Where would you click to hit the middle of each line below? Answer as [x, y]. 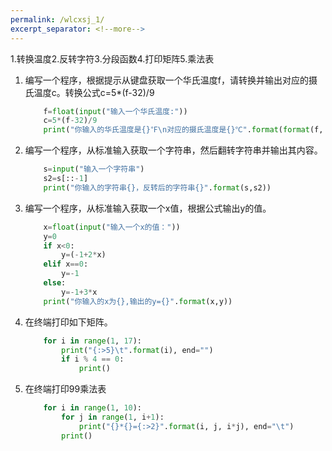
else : [55, 283]
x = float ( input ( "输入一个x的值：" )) [112, 227]
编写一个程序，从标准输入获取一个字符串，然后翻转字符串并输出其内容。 [173, 150]
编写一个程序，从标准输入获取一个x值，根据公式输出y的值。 [148, 208]
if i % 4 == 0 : [93, 359]
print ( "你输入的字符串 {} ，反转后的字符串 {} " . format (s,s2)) [157, 187]
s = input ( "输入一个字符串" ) [94, 169]
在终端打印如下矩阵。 [68, 322]
